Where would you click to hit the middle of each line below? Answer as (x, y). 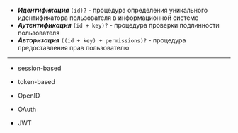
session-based (39, 68)
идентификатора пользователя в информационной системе (108, 18)
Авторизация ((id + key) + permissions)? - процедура (102, 40)
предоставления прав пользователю (73, 48)
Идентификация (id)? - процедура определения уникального (113, 10)
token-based (36, 82)
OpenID (29, 96)
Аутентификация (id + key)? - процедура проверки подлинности (118, 25)
